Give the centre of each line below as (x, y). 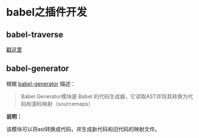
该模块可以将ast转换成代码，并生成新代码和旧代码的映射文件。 (83, 129)
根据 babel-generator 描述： (41, 83)
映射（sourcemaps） (68, 103)
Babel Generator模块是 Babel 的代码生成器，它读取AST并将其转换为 (104, 96)
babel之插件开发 (47, 12)
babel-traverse (35, 34)
